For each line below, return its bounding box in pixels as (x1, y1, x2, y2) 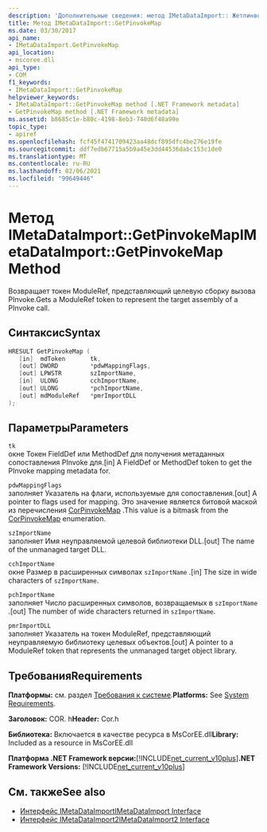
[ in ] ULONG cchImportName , (18, 377, 141, 385)
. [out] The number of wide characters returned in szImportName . (8, 606, 216, 616)
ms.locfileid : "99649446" (8, 175, 94, 183)
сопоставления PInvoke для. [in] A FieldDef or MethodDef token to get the (8, 457, 253, 467)
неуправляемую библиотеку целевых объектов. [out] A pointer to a (8, 638, 234, 647)
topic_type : (8, 123, 48, 131)
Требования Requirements (8, 669, 143, 682)
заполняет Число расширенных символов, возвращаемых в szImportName (8, 598, 258, 608)
